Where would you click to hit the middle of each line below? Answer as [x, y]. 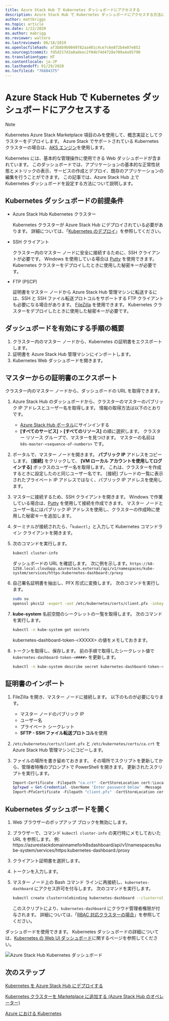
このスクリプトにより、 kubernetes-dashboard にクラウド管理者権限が [84, 908]
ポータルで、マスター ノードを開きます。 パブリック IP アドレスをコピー [87, 454]
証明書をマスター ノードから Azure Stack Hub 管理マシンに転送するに [85, 292]
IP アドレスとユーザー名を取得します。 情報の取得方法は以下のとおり [90, 408]
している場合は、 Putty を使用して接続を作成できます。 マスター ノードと [88, 503]
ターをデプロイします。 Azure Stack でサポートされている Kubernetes [86, 141]
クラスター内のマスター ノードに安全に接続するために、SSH [75, 252]
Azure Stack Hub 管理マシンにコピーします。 [59, 750]
